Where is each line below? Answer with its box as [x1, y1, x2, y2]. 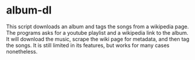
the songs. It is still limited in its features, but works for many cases [6, 42, 170, 49]
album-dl [6, 4, 52, 17]
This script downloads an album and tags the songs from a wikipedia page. [6, 23, 189, 30]
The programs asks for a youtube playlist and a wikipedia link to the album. [6, 29, 188, 36]
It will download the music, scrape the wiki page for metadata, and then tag [6, 35, 190, 42]
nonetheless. [6, 48, 38, 55]
